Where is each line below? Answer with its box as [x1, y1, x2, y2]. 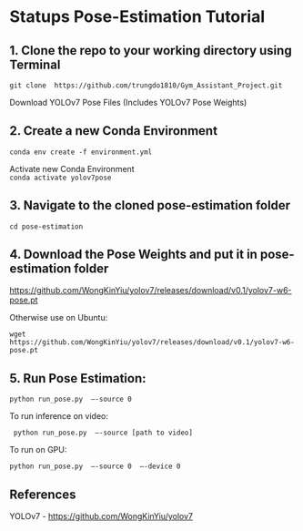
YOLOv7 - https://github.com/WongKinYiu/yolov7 [9, 511, 194, 522]
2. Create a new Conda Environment [9, 123, 218, 138]
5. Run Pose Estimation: [9, 371, 146, 386]
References [9, 486, 76, 502]
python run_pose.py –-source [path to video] [13, 428, 194, 438]
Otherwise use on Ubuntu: [9, 312, 108, 323]
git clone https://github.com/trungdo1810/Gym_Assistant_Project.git [9, 81, 283, 90]
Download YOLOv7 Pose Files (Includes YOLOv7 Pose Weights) [9, 97, 247, 107]
